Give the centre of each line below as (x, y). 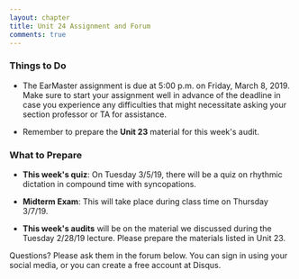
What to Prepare (46, 155)
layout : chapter (40, 18)
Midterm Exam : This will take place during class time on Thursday (145, 201)
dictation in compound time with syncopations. (109, 184)
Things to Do (38, 66)
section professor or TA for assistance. (95, 114)
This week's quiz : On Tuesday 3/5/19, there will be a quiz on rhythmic (153, 174)
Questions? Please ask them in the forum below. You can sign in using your (149, 255)
